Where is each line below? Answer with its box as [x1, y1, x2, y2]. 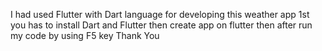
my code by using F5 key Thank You [10, 30, 160, 41]
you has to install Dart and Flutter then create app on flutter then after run [10, 19, 313, 31]
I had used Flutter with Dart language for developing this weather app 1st [10, 9, 310, 20]
